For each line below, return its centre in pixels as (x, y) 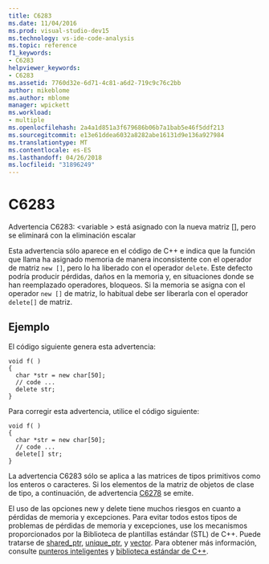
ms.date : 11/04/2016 (43, 23)
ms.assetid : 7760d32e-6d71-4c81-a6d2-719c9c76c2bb (95, 83)
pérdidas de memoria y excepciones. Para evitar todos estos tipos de (123, 517)
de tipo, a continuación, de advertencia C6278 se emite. (101, 493)
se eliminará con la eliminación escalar (72, 235)
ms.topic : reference (43, 46)
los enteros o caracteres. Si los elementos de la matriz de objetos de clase (131, 484)
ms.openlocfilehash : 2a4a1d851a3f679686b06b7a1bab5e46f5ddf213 (116, 128)
